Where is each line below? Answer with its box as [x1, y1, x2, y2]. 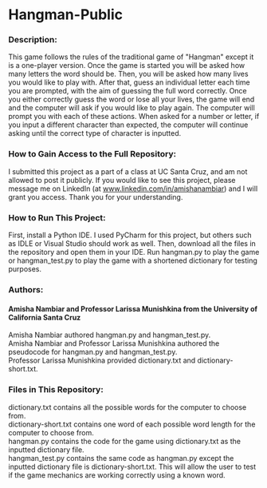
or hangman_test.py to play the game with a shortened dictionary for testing [8, 256, 257, 265]
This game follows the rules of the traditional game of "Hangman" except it [8, 52, 254, 61]
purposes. [8, 264, 42, 274]
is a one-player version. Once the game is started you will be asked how [8, 61, 245, 70]
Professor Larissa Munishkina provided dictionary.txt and [8, 355, 196, 365]
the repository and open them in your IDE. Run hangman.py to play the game [8, 248, 260, 257]
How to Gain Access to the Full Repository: [8, 149, 177, 160]
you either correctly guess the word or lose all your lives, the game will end [8, 94, 255, 105]
